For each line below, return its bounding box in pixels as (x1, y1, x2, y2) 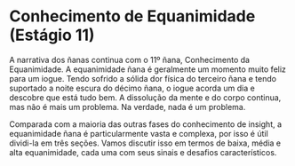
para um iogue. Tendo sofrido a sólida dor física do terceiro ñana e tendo (9, 73, 277, 83)
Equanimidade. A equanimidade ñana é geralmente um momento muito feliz (9, 64, 287, 75)
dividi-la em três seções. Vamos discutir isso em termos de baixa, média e (9, 138, 282, 148)
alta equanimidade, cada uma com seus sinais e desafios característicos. (9, 146, 277, 157)
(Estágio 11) (9, 25, 95, 45)
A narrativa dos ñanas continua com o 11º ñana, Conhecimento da (9, 54, 251, 65)
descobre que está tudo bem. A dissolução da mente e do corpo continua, (9, 91, 282, 103)
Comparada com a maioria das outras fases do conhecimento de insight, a (9, 118, 283, 130)
